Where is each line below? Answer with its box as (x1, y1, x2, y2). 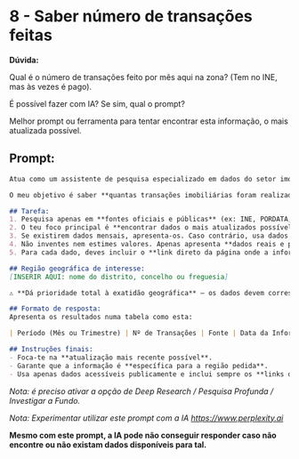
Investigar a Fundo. (9, 395, 81, 406)
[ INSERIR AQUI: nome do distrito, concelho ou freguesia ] (9, 272, 229, 281)
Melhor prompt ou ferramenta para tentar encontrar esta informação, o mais (9, 116, 289, 126)
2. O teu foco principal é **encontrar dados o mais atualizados (9, 223, 256, 232)
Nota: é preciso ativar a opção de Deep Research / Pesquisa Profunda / (9, 385, 274, 397)
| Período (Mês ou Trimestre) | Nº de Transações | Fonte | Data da (9, 329, 269, 338)
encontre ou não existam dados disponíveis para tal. (9, 439, 207, 450)
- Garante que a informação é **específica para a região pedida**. (9, 361, 269, 370)
